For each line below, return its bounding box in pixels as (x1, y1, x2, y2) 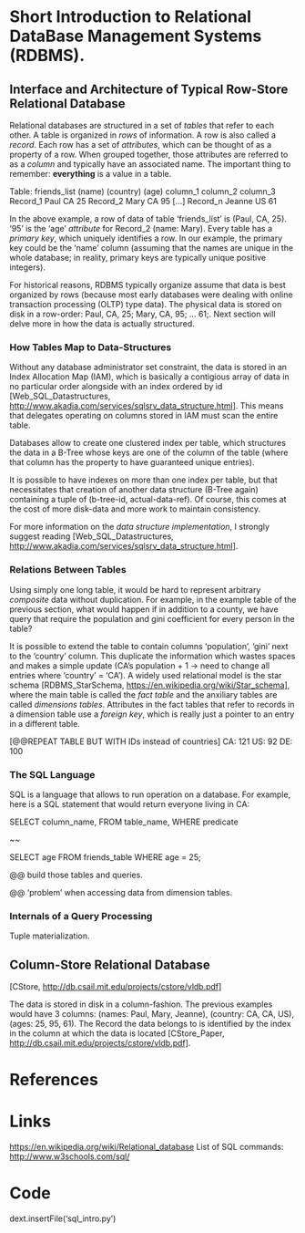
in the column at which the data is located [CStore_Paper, (9, 1028, 225, 1039)
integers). (9, 262, 46, 273)
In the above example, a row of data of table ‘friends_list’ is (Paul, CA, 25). (9, 213, 287, 224)
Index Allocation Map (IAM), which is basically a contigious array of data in (9, 371, 290, 382)
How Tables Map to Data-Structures (9, 340, 172, 353)
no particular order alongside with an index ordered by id (9, 381, 223, 392)
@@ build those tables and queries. (9, 869, 143, 880)
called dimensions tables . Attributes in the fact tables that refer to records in (9, 699, 295, 710)
